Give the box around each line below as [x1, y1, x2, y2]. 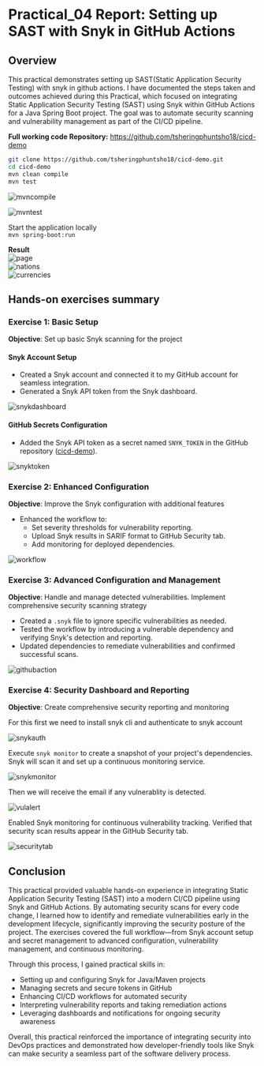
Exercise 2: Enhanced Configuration [8, 481, 150, 492]
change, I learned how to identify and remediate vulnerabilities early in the [8, 910, 250, 921]
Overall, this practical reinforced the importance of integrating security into [8, 1032, 251, 1042]
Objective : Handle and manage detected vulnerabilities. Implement [8, 592, 226, 602]
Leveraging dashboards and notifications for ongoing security [19, 1008, 221, 1018]
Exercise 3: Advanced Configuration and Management [8, 574, 221, 585]
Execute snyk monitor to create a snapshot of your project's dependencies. [8, 749, 253, 758]
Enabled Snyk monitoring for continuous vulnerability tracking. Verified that [8, 818, 252, 828]
